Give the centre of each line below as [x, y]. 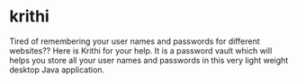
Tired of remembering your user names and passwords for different [135, 41]
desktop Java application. [57, 70]
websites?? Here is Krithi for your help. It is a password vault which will [141, 50]
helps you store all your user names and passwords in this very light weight [149, 60]
